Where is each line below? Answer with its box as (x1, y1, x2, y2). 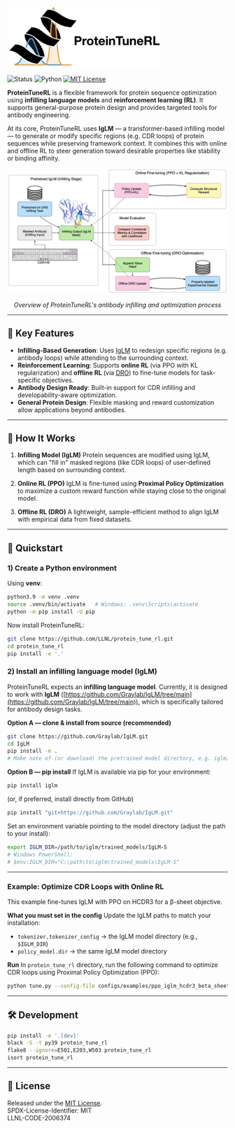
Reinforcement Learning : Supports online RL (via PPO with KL (17, 361, 199, 369)
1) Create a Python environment (7, 563, 117, 573)
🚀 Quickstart (7, 542, 63, 554)
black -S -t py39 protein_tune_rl (7, 1040, 108, 1047)
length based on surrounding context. (17, 466, 127, 474)
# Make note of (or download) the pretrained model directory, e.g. (7, 755, 211, 763)
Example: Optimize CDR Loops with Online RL (7, 882, 164, 891)
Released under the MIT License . (7, 1099, 103, 1107)
